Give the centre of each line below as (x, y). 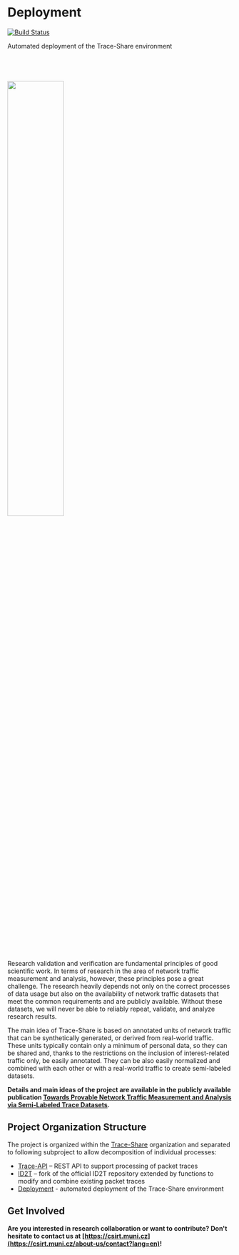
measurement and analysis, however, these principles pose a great (106, 978)
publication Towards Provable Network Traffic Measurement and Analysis (119, 1097)
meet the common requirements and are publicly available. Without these (115, 1001)
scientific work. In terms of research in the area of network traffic (103, 971)
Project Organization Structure (77, 1128)
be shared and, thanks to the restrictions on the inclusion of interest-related (118, 1053)
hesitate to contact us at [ (46, 1236)
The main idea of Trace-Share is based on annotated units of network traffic (119, 1030)
